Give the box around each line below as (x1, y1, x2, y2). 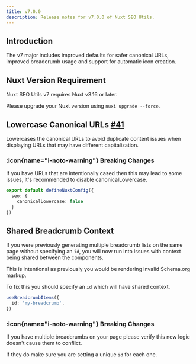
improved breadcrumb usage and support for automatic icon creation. (6, 58, 176, 65)
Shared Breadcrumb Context (6, 226, 114, 236)
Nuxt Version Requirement (6, 75, 107, 85)
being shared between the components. (6, 254, 104, 261)
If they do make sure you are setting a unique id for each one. (6, 351, 158, 358)
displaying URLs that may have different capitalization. (6, 141, 139, 149)
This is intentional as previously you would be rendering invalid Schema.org (6, 266, 191, 273)
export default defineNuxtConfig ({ (6, 188, 94, 194)
